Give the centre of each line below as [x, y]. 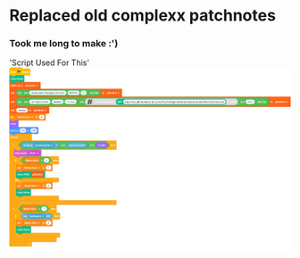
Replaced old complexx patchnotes [143, 16]
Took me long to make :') [64, 44]
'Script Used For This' [50, 62]
